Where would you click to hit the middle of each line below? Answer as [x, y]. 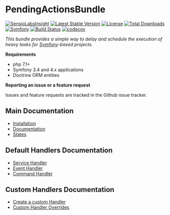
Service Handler [30, 163]
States [19, 134]
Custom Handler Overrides [41, 207]
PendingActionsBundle [56, 9]
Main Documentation [40, 111]
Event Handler [28, 168]
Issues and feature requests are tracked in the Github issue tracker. [76, 95]
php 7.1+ [22, 64]
